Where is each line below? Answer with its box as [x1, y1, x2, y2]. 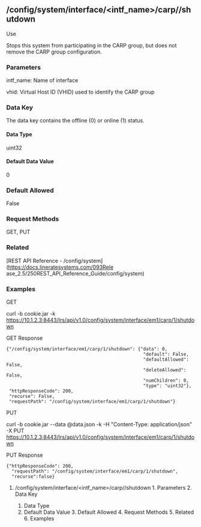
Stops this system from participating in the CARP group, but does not [6, 41, 177, 49]
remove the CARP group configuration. [6, 48, 102, 55]
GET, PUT [6, 228, 31, 236]
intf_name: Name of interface [6, 77, 79, 84]
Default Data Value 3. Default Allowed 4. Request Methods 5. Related [23, 508, 194, 516]
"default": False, [143, 351, 189, 357]
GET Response [6, 334, 43, 342]
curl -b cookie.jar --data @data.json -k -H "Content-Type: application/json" [6, 421, 193, 428]
